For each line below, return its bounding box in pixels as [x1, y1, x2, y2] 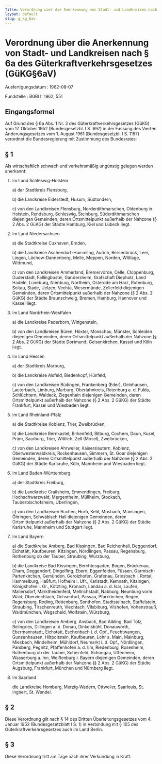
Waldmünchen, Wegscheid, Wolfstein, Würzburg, [12, 609, 111, 615]
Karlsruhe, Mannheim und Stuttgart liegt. [12, 524, 94, 530]
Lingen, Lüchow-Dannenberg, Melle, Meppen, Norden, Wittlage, [12, 255, 141, 260]
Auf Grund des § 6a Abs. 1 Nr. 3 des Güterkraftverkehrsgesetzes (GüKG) [5, 121, 150, 126]
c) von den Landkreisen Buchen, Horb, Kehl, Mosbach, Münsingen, [12, 508, 146, 514]
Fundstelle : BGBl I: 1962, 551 [5, 93, 63, 100]
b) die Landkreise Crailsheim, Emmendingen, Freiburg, [12, 489, 121, 495]
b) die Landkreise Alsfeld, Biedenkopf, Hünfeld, [12, 372, 107, 378]
